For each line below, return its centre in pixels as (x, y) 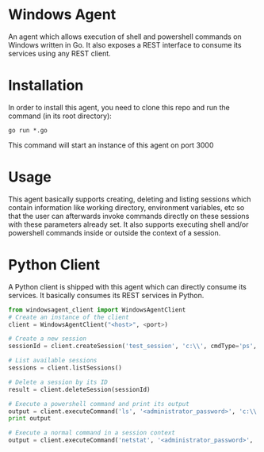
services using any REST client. (59, 53)
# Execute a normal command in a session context (92, 433)
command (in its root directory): (60, 116)
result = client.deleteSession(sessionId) (79, 389)
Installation (46, 86)
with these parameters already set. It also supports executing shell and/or (128, 224)
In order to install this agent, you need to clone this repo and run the (119, 107)
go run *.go (28, 130)
